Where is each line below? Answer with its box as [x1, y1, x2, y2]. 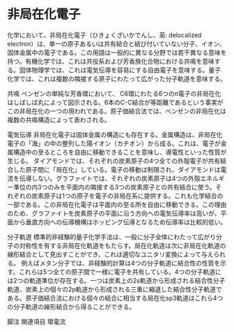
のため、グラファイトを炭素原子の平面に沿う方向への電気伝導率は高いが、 [7, 209, 221, 217]
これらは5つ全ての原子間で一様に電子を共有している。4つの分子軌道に [18, 267, 221, 276]
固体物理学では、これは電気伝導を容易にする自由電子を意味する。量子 [19, 66, 221, 74]
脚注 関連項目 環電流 [7, 317, 66, 326]
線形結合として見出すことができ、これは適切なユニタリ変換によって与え [7, 250, 214, 259]
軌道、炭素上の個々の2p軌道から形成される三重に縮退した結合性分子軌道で [7, 284, 223, 294]
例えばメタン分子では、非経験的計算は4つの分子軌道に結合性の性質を [20, 259, 221, 267]
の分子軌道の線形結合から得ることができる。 [7, 302, 136, 311]
